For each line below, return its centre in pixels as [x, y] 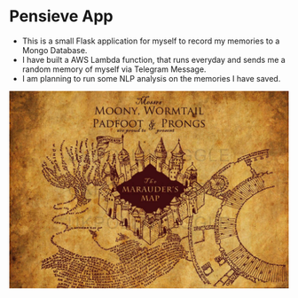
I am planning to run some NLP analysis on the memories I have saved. [151, 78]
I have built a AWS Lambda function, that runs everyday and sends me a [153, 59]
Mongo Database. [55, 50]
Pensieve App [61, 16]
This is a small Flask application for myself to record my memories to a [151, 41]
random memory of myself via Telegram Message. [114, 69]
